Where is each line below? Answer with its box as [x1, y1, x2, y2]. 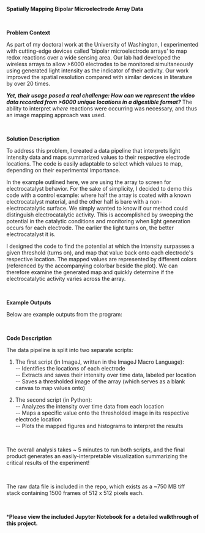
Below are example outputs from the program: [6, 311, 122, 318]
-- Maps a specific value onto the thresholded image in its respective [15, 409, 190, 416]
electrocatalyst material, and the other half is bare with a [6, 198, 149, 205]
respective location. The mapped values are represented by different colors [6, 256, 197, 263]
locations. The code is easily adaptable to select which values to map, [6, 160, 183, 167]
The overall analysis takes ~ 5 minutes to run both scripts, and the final [6, 446, 185, 453]
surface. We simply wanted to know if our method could [47, 205, 188, 212]
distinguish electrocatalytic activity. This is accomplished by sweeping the [6, 211, 194, 218]
